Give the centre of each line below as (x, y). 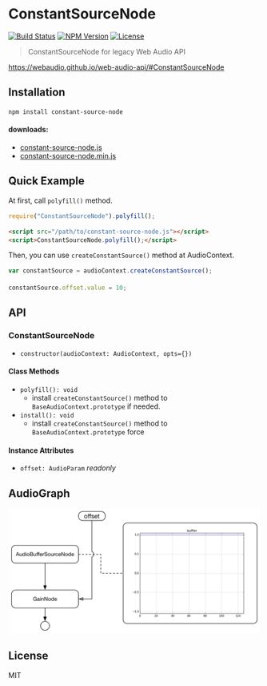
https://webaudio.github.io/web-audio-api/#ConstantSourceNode (116, 67)
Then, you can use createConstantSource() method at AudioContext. (121, 255)
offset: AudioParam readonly (68, 468)
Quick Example (47, 181)
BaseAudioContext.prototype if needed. (96, 406)
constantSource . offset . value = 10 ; (68, 288)
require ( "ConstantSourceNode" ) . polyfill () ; (82, 216)
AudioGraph (39, 493)
